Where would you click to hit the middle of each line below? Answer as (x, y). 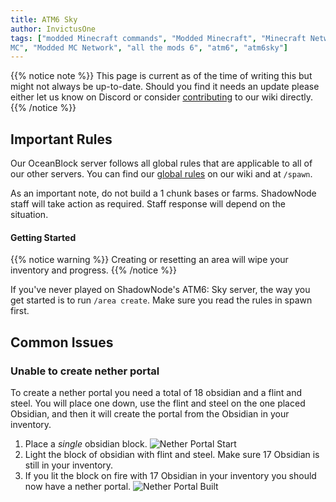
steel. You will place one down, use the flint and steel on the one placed (158, 403)
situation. (29, 215)
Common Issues (62, 342)
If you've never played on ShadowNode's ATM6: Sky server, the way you (160, 290)
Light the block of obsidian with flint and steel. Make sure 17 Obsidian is (172, 454)
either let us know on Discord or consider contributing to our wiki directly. (162, 97)
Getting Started (43, 237)
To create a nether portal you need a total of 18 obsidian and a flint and (156, 392)
